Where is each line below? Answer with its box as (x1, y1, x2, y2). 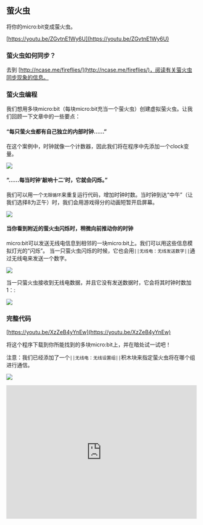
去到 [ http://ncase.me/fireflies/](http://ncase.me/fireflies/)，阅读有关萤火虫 (6, 66, 192, 74)
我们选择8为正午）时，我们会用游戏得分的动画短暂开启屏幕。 (6, 199, 158, 206)
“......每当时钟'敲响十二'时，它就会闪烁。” (6, 176, 108, 183)
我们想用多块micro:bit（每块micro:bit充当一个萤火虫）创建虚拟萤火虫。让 (6, 105, 188, 113)
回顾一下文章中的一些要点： (11, 113, 80, 120)
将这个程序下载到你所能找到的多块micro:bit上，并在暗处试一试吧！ (6, 341, 171, 348)
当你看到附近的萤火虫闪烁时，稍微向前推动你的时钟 (6, 225, 134, 232)
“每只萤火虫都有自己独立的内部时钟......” (6, 128, 107, 135)
